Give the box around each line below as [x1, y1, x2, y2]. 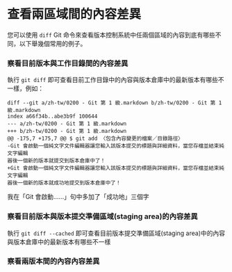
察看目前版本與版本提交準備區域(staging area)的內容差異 [7, 211, 198, 221]
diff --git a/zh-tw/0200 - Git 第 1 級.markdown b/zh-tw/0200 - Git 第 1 [7, 99, 222, 106]
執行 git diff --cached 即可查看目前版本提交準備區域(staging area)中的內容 [7, 229, 226, 237]
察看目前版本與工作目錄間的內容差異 [7, 58, 129, 68]
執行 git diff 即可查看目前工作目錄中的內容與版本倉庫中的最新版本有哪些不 [7, 76, 224, 84]
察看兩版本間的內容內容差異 [7, 257, 100, 266]
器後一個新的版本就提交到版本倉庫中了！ [7, 157, 106, 164]
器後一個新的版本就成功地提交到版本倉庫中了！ [7, 179, 122, 186]
